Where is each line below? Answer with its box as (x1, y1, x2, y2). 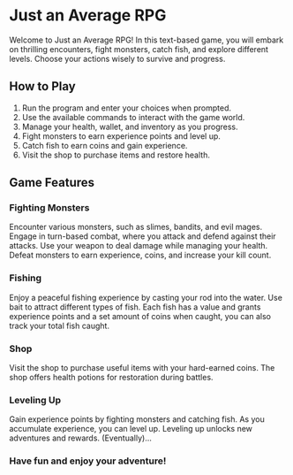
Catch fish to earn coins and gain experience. (21, 140, 188, 150)
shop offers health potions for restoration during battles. (9, 372, 214, 383)
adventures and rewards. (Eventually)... (9, 433, 152, 443)
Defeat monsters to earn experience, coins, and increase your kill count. (9, 249, 272, 261)
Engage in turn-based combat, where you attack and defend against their (9, 231, 276, 241)
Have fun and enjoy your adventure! (9, 455, 167, 467)
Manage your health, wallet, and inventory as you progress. (21, 121, 238, 132)
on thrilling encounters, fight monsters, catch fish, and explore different (9, 43, 269, 54)
